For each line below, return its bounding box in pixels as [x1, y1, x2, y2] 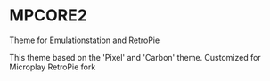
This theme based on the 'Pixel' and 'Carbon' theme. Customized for [9, 52, 261, 62]
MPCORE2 [9, 5, 87, 26]
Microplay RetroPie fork [9, 61, 96, 72]
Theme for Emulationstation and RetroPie [9, 35, 160, 45]
